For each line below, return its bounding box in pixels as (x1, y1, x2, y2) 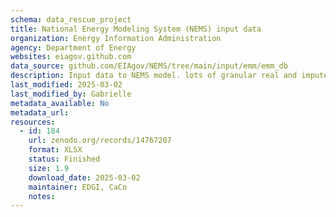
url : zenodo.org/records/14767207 (28, 136, 172, 146)
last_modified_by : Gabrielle (10, 89, 132, 99)
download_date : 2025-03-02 (28, 172, 141, 183)
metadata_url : (10, 107, 70, 118)
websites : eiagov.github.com (10, 52, 132, 62)
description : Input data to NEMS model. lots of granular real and (10, 71, 298, 81)
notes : (28, 191, 56, 201)
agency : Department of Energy (10, 42, 137, 53)
